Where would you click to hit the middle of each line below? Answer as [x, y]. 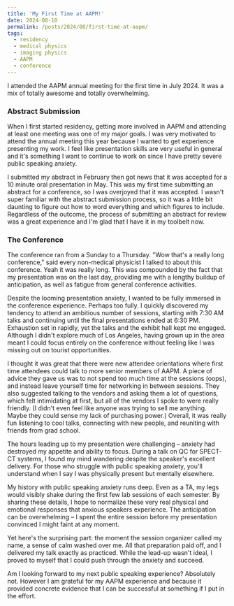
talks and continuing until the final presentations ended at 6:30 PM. [104, 320]
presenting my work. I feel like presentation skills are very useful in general [115, 148]
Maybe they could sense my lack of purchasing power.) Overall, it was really [117, 416]
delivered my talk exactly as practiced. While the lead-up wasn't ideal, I [110, 553]
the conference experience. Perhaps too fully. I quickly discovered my [108, 305]
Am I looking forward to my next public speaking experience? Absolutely [111, 574]
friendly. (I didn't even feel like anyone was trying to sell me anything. [107, 408]
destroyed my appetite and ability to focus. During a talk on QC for [103, 452]
